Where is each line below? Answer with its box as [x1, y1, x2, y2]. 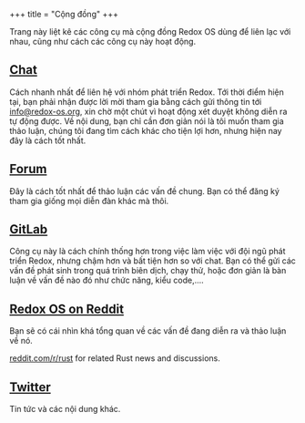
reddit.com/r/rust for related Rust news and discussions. [9, 353, 220, 364]
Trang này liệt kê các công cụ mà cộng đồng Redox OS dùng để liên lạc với [9, 26, 291, 36]
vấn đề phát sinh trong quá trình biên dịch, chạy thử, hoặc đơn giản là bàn [9, 265, 287, 276]
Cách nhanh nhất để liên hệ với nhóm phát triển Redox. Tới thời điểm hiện [9, 87, 285, 98]
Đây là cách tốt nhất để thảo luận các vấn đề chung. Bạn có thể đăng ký [9, 185, 280, 196]
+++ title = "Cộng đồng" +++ [9, 9, 118, 19]
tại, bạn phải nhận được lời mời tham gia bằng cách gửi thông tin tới [9, 96, 262, 107]
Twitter [9, 379, 52, 395]
